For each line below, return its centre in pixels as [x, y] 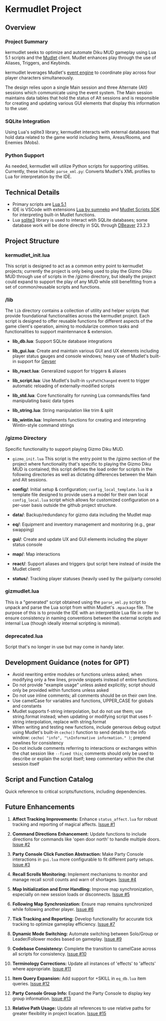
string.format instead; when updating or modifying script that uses [80, 716]
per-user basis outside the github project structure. [65, 505]
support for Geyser [37, 361]
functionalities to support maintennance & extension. [59, 332]
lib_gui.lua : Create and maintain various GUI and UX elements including [85, 351]
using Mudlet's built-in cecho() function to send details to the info [79, 732]
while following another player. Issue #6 [53, 909]
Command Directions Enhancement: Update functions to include [79, 834]
